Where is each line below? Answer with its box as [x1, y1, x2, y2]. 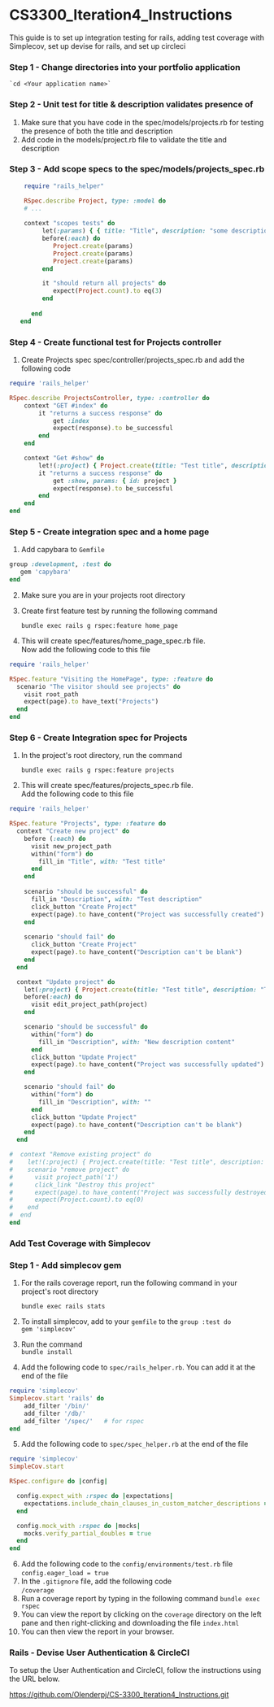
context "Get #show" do [24, 454, 105, 462]
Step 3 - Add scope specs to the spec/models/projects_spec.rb [9, 163, 265, 175]
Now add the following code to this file [20, 644, 151, 654]
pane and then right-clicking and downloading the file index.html [20, 1618, 239, 1628]
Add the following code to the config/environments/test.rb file [20, 1559, 233, 1569]
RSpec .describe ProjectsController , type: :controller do [9, 394, 210, 402]
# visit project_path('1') [9, 1173, 119, 1181]
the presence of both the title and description [20, 126, 173, 136]
